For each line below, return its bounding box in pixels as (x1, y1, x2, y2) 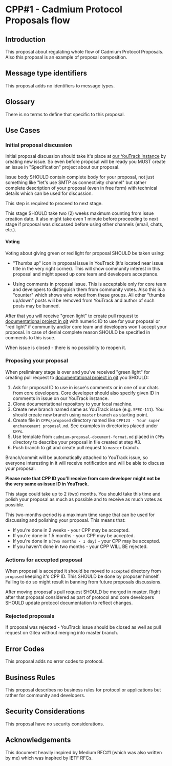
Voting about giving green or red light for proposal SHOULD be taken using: (5, 250, 165, 256)
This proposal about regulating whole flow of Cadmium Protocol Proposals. (5, 49, 164, 54)
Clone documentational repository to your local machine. (12, 400, 133, 407)
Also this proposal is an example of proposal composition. (5, 54, 127, 60)
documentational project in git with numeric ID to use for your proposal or (5, 318, 160, 324)
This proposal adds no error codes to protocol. (5, 658, 104, 664)
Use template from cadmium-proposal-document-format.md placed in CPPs (12, 433, 165, 440)
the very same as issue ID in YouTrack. (5, 481, 89, 487)
